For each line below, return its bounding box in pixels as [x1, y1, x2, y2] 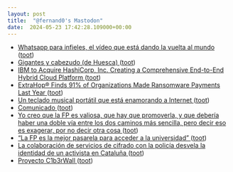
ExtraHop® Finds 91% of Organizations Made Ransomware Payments [17, 81, 220, 90]
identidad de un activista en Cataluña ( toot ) [17, 149, 144, 157]
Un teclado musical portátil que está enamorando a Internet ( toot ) [17, 96, 210, 104]
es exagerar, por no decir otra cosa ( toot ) [17, 126, 139, 135]
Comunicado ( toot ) [17, 104, 73, 112]
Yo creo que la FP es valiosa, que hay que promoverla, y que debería [17, 111, 220, 119]
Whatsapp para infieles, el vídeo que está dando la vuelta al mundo [17, 43, 215, 52]
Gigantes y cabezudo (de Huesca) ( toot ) [17, 58, 136, 67]
